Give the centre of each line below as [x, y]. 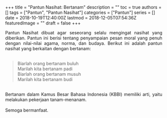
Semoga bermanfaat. [27, 110]
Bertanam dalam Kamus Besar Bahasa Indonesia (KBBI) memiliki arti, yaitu [84, 94]
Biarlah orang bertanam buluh [48, 63]
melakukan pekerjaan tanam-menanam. [46, 100]
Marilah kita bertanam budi [45, 79]
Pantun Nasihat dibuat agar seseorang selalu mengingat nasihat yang [84, 33]
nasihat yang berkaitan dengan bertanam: [48, 49]
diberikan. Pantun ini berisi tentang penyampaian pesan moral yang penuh [84, 38]
